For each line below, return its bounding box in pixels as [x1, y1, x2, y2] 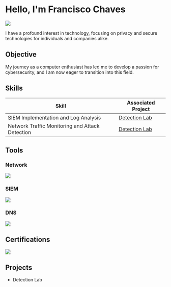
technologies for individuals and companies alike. [5, 35, 109, 41]
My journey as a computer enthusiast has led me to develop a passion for [5, 64, 159, 70]
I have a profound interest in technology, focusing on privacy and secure [5, 30, 158, 36]
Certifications [5, 236, 50, 244]
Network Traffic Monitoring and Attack [8, 122, 100, 129]
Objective [5, 50, 37, 59]
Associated [127, 99, 155, 106]
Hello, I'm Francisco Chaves [5, 4, 126, 15]
